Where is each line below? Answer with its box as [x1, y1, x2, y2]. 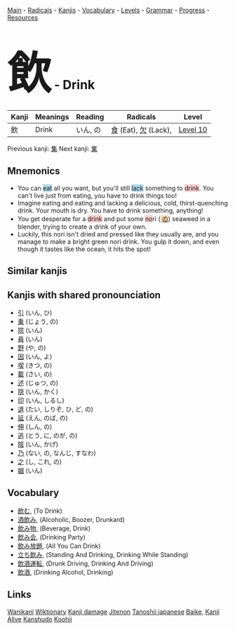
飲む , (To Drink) [17, 507, 63, 515]
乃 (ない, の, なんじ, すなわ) [17, 448, 96, 457]
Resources [7, 13, 39, 22]
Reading [76, 112, 105, 121]
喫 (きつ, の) [17, 361, 53, 369]
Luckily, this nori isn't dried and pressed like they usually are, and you [17, 229, 219, 238]
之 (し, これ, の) [17, 457, 62, 466]
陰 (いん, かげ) [17, 440, 58, 448]
